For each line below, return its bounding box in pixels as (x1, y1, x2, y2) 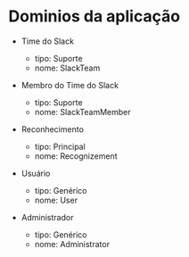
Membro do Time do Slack (21, 79, 119, 90)
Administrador (21, 211, 74, 222)
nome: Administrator (34, 238, 111, 249)
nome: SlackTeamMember (34, 106, 131, 117)
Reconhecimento (21, 123, 84, 135)
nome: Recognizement (34, 150, 118, 162)
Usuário (21, 168, 51, 178)
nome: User (34, 195, 78, 205)
